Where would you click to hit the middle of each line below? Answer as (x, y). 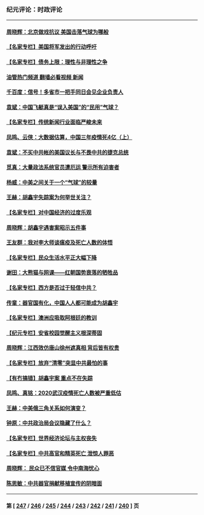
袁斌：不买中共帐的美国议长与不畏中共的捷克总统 (67, 152)
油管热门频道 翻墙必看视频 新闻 (45, 77)
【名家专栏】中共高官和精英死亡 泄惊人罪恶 (60, 453)
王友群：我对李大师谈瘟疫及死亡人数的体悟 (59, 243)
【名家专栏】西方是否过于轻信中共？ (52, 288)
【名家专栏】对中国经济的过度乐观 (49, 213)
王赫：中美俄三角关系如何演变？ (46, 408)
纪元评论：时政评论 (34, 9)
